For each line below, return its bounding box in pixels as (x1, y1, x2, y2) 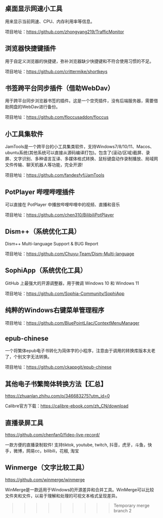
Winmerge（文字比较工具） (5, 464, 89, 472)
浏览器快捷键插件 (5, 44, 56, 52)
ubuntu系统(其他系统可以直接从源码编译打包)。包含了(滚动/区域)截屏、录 (5, 150, 150, 155)
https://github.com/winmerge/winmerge (5, 477, 85, 483)
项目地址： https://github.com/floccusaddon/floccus (5, 114, 109, 120)
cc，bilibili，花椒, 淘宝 (34, 448, 79, 453)
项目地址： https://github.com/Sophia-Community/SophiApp (5, 291, 125, 296)
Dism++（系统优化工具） (5, 227, 81, 236)
